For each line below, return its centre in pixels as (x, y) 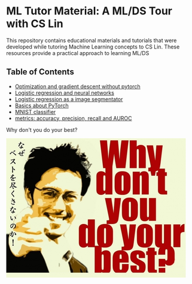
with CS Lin (35, 24)
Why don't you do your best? (42, 129)
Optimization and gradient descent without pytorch (77, 86)
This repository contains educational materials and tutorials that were (92, 40)
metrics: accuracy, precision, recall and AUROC (74, 118)
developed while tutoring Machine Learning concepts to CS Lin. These (93, 47)
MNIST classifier (35, 111)
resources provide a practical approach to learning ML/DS (78, 53)
